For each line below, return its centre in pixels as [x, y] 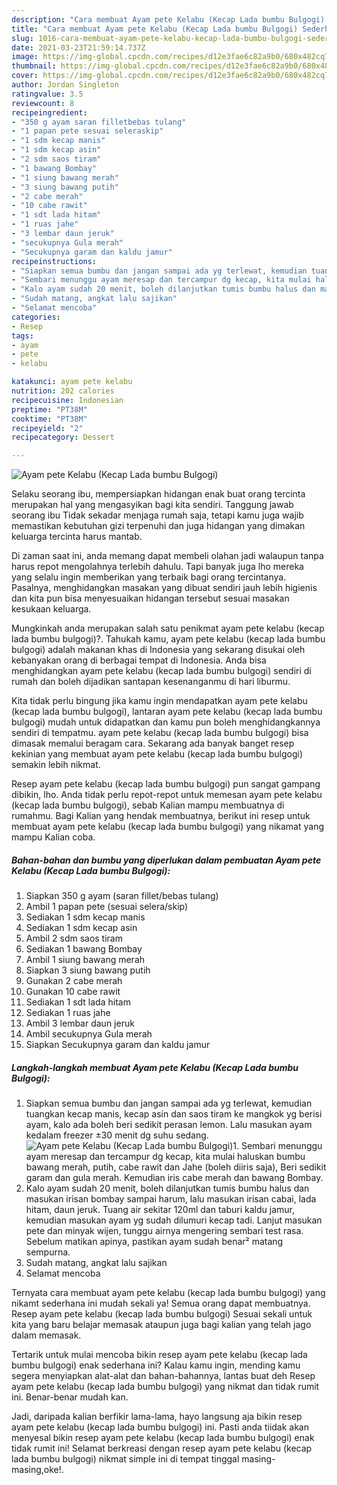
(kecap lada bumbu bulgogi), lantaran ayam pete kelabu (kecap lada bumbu [167, 712]
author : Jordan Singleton [65, 85]
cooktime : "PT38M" [49, 419]
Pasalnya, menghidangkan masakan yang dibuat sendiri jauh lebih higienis [164, 588]
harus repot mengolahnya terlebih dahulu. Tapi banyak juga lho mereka [157, 567]
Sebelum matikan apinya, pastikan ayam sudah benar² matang [154, 1242]
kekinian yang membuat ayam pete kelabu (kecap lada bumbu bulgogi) [157, 754]
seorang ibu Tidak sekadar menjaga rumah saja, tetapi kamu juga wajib [157, 515]
